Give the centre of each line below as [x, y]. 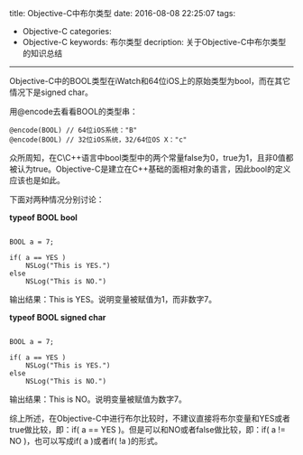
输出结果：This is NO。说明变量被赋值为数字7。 [98, 399]
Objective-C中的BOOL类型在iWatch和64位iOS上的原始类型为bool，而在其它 [150, 81]
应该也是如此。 [37, 180]
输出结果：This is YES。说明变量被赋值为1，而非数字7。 [113, 299]
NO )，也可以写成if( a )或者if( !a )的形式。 [86, 441]
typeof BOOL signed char [58, 317]
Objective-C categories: [67, 31]
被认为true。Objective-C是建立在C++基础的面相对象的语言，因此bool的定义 [150, 169]
